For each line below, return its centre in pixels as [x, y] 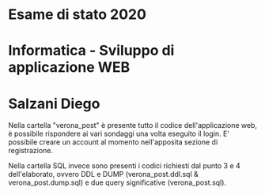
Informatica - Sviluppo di [91, 51]
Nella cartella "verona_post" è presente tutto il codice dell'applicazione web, [133, 126]
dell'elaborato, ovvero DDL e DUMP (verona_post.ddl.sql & [104, 174]
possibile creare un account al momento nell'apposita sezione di [113, 142]
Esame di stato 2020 [77, 15]
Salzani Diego [54, 103]
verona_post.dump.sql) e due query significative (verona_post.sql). [117, 182]
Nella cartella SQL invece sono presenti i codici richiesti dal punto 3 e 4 [125, 166]
